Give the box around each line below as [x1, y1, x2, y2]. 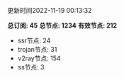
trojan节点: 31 [17, 45, 57, 53]
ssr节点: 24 [17, 36, 51, 45]
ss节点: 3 [17, 63, 45, 71]
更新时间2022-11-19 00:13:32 [7, 6, 92, 14]
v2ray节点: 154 [17, 54, 62, 62]
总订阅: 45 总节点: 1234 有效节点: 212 [7, 21, 118, 30]
